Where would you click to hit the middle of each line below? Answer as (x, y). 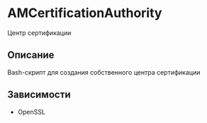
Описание (31, 55)
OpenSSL (32, 112)
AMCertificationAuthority (85, 13)
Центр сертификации (39, 33)
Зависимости (39, 95)
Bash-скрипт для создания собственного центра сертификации (104, 72)
